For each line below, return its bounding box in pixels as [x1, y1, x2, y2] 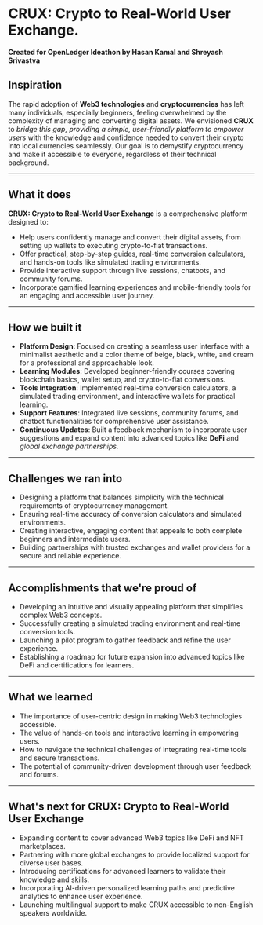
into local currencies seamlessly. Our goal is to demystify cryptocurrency [8, 141, 244, 150]
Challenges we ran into [8, 472, 123, 485]
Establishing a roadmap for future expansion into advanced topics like [19, 653, 245, 661]
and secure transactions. [19, 753, 100, 762]
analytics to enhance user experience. [19, 891, 143, 901]
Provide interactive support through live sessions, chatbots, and [19, 265, 225, 275]
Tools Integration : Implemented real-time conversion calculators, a [19, 383, 236, 393]
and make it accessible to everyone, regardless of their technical [8, 149, 217, 159]
